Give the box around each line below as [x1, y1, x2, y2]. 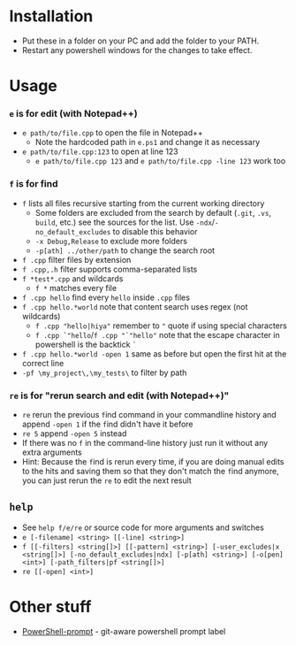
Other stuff [9, 597, 92, 617]
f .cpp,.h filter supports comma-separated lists [21, 264, 198, 274]
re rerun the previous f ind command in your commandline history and [21, 410, 277, 420]
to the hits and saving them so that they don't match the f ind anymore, [21, 466, 280, 477]
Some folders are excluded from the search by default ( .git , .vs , [34, 207, 272, 218]
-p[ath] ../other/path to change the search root [34, 245, 215, 256]
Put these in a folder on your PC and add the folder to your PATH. [21, 35, 260, 46]
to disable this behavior [112, 226, 198, 236]
